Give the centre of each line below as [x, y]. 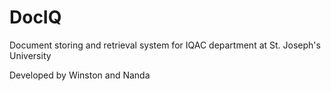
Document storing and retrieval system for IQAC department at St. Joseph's [165, 45]
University [30, 55]
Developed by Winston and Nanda [80, 75]
